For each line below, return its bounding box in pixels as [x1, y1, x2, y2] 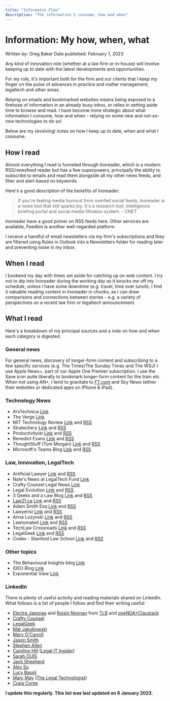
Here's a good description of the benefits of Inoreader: [5, 188, 120, 194]
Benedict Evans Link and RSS [12, 436, 75, 442]
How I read [5, 148, 40, 157]
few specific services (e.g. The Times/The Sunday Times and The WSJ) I [5, 363, 158, 369]
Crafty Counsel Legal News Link [12, 481, 80, 487]
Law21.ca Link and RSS [12, 498, 62, 504]
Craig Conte [12, 680, 38, 686]
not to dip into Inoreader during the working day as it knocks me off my [5, 278, 154, 284]
